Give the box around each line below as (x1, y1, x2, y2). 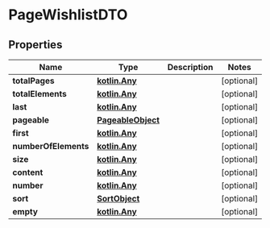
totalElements (12, 89, 67, 99)
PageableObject (96, 114, 160, 126)
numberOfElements (12, 141, 89, 151)
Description (167, 62, 214, 73)
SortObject (96, 193, 140, 204)
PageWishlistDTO (8, 6, 128, 24)
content (12, 167, 44, 178)
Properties (8, 38, 63, 52)
